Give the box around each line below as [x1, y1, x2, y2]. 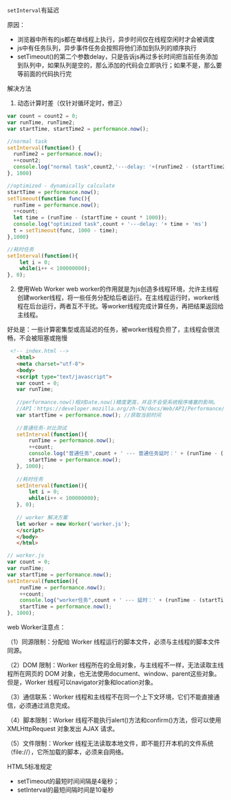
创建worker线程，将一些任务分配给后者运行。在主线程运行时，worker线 [16, 293, 220, 302]
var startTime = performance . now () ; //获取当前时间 [16, 412, 162, 419]
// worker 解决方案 [16, 514, 68, 521]
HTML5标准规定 [7, 763, 53, 770]
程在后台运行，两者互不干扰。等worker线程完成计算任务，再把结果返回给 [16, 302, 224, 310]
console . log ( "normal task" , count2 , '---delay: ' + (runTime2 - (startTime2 [13, 164, 226, 171]
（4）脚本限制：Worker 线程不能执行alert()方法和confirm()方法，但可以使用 [7, 716, 221, 724]
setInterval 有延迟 [7, 6, 60, 14]
